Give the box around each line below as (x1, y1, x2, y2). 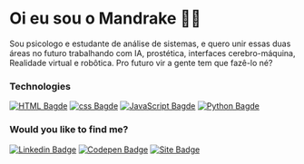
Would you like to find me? (9, 123, 129, 136)
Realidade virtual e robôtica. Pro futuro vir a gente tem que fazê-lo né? (9, 57, 273, 68)
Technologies (9, 80, 71, 92)
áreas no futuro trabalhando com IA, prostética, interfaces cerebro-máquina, (9, 47, 296, 58)
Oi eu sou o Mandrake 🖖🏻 (9, 8, 201, 29)
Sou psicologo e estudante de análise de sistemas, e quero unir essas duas (9, 38, 291, 49)
